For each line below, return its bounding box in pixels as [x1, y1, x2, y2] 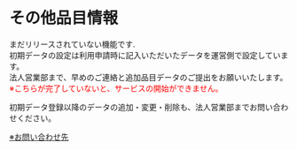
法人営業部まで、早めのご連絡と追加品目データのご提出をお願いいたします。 [9, 71, 288, 82]
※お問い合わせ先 [9, 131, 69, 142]
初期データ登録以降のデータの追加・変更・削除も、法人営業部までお [9, 101, 258, 112]
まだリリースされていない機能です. [9, 39, 136, 49]
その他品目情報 [9, 8, 119, 28]
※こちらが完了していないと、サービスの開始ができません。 [9, 83, 223, 94]
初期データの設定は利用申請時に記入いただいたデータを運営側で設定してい [9, 49, 281, 60]
